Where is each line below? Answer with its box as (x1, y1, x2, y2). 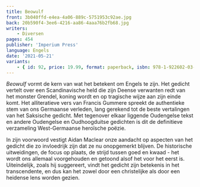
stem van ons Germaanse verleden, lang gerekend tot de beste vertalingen (6, 105, 190, 113)
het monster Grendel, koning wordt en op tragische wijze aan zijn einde (6, 93, 182, 100)
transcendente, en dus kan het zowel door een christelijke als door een (6, 168, 180, 175)
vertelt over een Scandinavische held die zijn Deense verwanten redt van (6, 87, 186, 94)
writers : (6, 25, 28, 32)
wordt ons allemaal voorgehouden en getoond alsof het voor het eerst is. (6, 155, 185, 163)
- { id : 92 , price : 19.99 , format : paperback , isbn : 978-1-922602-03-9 (17, 64, 198, 70)
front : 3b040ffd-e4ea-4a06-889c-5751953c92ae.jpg (6, 14, 132, 20)
